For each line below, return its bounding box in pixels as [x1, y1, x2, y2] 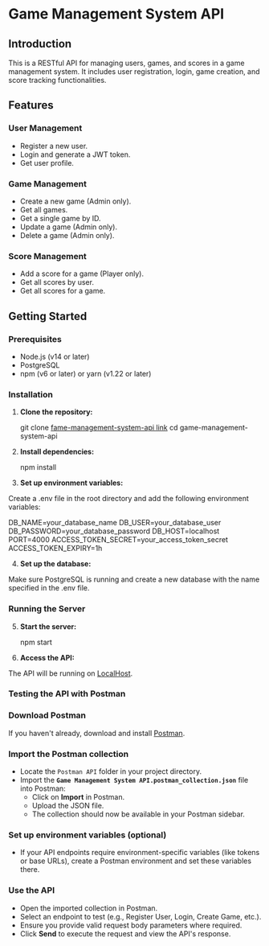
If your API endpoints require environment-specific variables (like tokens [19, 848, 260, 858]
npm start [19, 637, 52, 647]
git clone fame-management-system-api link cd [19, 423, 178, 433]
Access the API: [19, 652, 75, 662]
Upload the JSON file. [31, 801, 104, 811]
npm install [19, 463, 57, 472]
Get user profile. [19, 158, 75, 167]
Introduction [8, 37, 72, 51]
